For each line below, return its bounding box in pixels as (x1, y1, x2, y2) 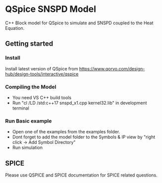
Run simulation (12, 145, 43, 151)
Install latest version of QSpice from (5, 65, 78, 71)
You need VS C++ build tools (12, 94, 72, 100)
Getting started (5, 40, 54, 48)
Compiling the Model (5, 83, 56, 90)
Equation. (5, 25, 25, 31)
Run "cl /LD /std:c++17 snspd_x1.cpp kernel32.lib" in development (12, 100, 147, 106)
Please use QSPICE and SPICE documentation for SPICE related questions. (5, 172, 158, 178)
